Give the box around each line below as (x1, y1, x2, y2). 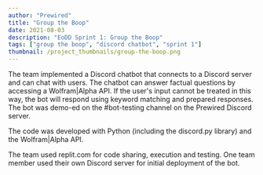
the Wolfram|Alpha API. (8, 135, 84, 144)
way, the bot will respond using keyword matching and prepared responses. (8, 95, 254, 104)
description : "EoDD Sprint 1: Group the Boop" (8, 33, 163, 42)
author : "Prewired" (8, 11, 72, 20)
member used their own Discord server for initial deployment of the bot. (8, 159, 240, 167)
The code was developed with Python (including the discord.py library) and (8, 126, 252, 136)
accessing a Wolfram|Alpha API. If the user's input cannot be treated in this (8, 86, 251, 95)
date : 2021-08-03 (8, 26, 65, 34)
